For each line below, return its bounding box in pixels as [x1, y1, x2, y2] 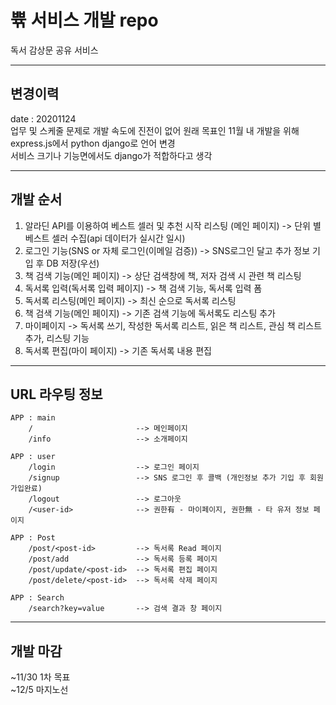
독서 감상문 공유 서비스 [10, 44, 99, 56]
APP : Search [10, 593, 65, 603]
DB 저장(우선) [46, 257, 100, 269]
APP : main [10, 413, 56, 423]
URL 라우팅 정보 [10, 386, 103, 403]
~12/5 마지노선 [10, 684, 69, 696]
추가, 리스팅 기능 [24, 332, 90, 344]
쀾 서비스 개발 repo [10, 9, 159, 32]
